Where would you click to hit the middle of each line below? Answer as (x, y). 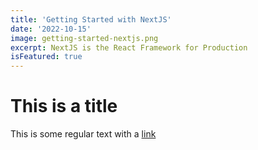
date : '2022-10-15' (51, 29)
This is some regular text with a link (83, 134)
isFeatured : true (46, 57)
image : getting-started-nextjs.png (84, 38)
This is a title (64, 106)
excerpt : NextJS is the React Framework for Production (129, 47)
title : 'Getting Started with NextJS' (91, 19)
